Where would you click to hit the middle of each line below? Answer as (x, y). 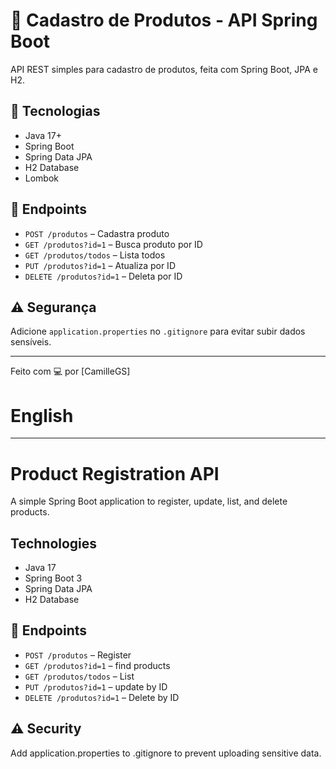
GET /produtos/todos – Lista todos (95, 255)
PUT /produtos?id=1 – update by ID (96, 686)
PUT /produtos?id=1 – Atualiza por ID (100, 265)
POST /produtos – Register (78, 655)
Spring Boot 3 (53, 578)
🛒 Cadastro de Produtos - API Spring (164, 20)
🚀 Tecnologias (55, 111)
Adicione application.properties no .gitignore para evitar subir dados (158, 331)
